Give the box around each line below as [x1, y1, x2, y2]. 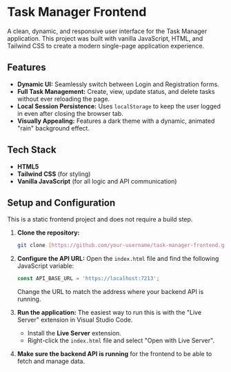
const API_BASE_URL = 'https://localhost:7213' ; [17, 275, 160, 282]
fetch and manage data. [17, 357, 85, 366]
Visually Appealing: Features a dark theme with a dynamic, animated [17, 117, 215, 125]
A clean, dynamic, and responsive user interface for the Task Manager [7, 27, 208, 35]
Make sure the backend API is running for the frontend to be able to [17, 350, 212, 358]
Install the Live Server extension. [27, 329, 122, 337]
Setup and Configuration [7, 197, 116, 208]
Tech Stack [7, 144, 57, 156]
